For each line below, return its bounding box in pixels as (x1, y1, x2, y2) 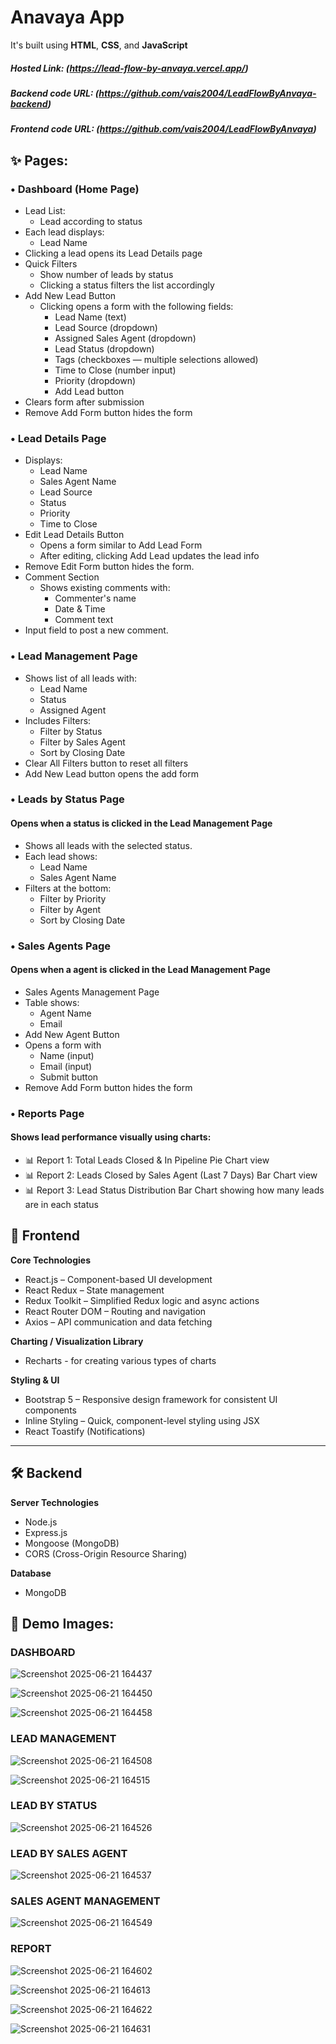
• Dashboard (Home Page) (10, 182, 140, 196)
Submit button (39, 1071, 99, 1083)
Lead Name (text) (54, 311, 127, 323)
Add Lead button (54, 385, 125, 397)
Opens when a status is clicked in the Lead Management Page (10, 817, 273, 830)
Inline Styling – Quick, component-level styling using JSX (24, 1414, 260, 1426)
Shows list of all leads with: (24, 672, 137, 684)
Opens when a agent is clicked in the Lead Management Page (10, 964, 271, 976)
